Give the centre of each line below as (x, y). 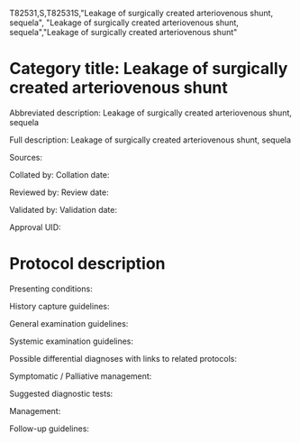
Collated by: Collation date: (59, 174)
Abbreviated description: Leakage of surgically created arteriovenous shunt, (151, 113)
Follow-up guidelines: (50, 429)
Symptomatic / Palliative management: (81, 376)
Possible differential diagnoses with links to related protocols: (123, 358)
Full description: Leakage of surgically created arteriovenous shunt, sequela (150, 140)
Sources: (26, 157)
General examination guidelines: (69, 323)
